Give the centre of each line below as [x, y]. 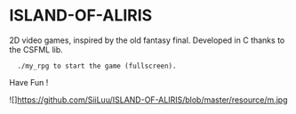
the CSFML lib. [36, 49]
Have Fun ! [29, 82]
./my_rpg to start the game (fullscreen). [97, 66]
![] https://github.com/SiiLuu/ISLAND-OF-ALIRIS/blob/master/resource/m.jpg [148, 100]
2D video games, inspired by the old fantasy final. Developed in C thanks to [147, 40]
